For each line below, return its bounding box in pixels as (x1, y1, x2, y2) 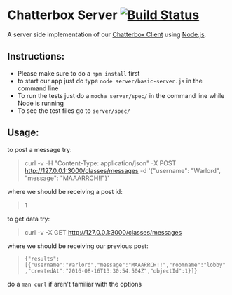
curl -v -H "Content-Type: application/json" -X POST (24, 158, 177, 167)
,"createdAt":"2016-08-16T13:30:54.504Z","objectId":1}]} (24, 267, 198, 275)
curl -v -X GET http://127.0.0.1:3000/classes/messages (24, 228, 182, 236)
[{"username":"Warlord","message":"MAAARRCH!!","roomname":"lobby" (24, 261, 226, 268)
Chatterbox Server (7, 7, 118, 23)
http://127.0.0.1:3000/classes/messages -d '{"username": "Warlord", (24, 166, 221, 174)
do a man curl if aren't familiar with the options (7, 280, 142, 288)
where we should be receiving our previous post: (7, 242, 149, 250)
